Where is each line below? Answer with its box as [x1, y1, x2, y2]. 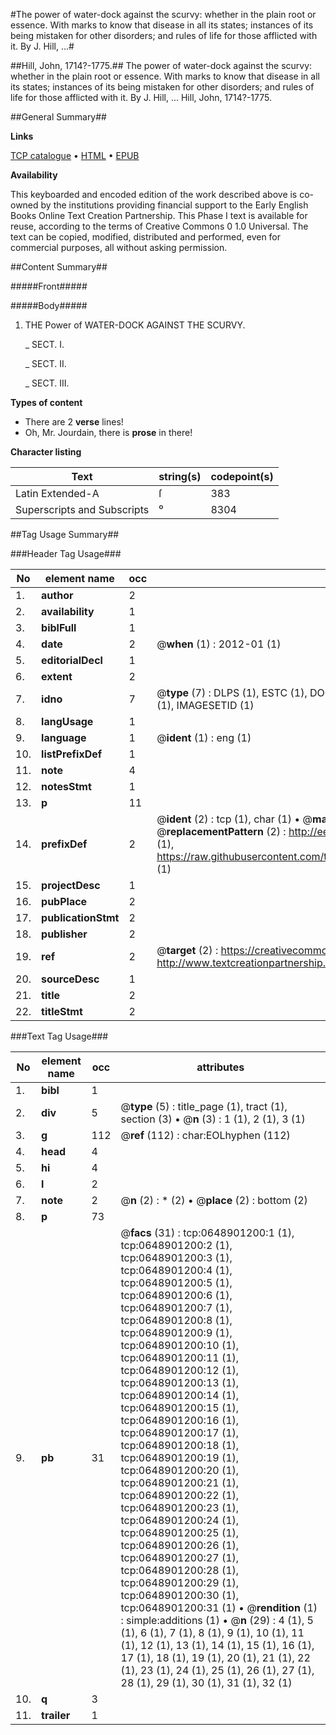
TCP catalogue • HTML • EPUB [10, 150, 140, 161]
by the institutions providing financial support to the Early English [40, 199, 309, 211]
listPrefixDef [41, 747, 103, 761]
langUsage [41, 715, 94, 728]
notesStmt [41, 780, 92, 793]
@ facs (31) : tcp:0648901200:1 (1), [120, 1226, 295, 1239]
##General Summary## [10, 111, 107, 123]
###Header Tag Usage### [10, 548, 122, 559]
